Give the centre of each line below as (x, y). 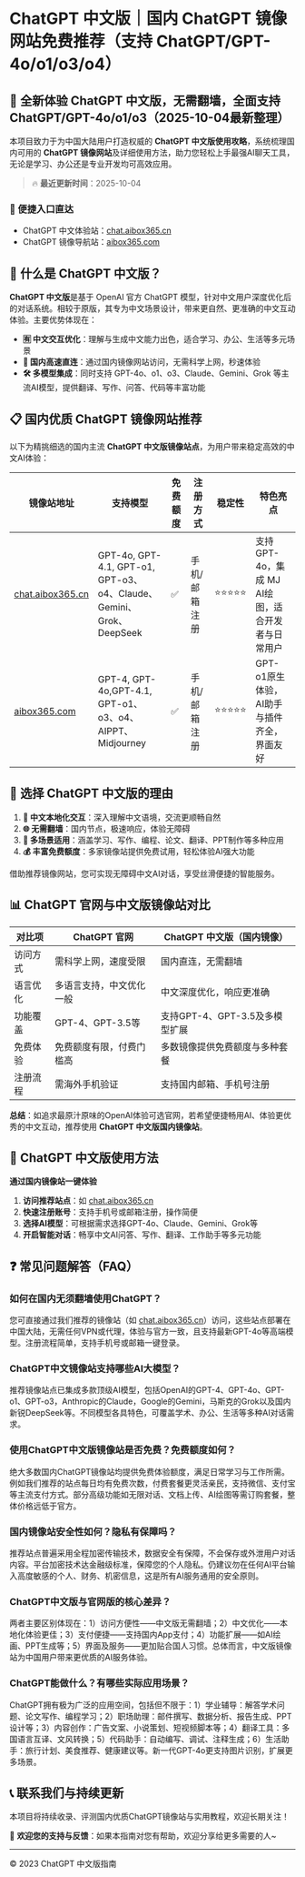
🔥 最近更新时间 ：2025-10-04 (86, 183)
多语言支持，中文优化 (100, 985)
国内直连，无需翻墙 (202, 961)
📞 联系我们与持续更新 (67, 1793)
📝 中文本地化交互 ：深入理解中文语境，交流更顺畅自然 (122, 817)
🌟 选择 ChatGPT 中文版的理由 (92, 794)
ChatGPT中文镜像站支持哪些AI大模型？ (95, 1368)
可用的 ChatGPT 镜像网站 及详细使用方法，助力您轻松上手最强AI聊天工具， (156, 152)
